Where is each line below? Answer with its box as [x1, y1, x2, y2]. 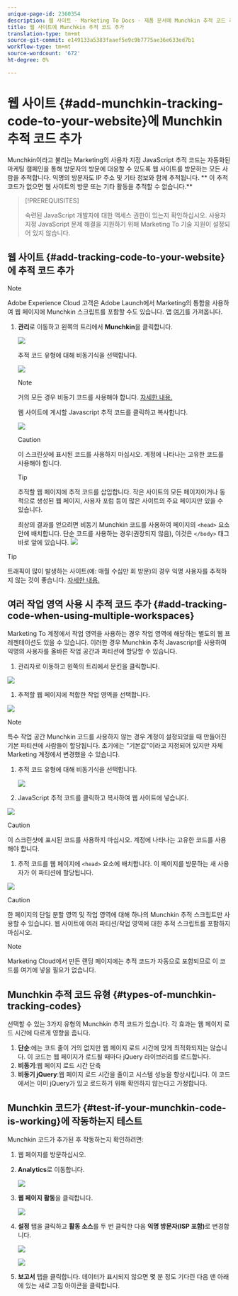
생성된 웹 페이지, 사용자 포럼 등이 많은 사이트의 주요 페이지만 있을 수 [36, 496, 224, 505]
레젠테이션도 [7, 638, 42, 647]
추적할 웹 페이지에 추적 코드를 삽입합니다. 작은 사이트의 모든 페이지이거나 [17, 487, 218, 496]
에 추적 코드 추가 [7, 265, 74, 277]
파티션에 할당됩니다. [38, 868, 94, 877]
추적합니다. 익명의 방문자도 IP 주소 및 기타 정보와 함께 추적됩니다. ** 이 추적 [20, 173, 229, 181]
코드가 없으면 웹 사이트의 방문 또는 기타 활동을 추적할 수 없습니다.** [7, 182, 193, 191]
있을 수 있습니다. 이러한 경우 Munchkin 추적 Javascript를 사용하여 [43, 638, 227, 647]
